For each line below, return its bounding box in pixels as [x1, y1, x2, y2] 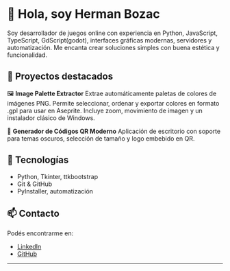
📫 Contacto [7, 207, 60, 219]
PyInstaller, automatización [16, 187, 94, 195]
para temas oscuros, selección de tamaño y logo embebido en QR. [7, 134, 195, 143]
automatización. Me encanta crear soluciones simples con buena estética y [7, 43, 220, 51]
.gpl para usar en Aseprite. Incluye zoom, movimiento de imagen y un [7, 106, 203, 115]
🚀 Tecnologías [7, 154, 69, 166]
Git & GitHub [16, 180, 53, 188]
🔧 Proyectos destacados [7, 71, 114, 82]
